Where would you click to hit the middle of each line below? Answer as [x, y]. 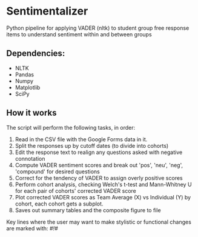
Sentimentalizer [47, 11]
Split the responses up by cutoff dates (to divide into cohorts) [92, 145]
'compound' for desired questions [57, 172]
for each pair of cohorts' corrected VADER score [75, 191]
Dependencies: [36, 54]
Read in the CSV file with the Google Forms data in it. [81, 139]
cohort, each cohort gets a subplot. [59, 204]
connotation [30, 158]
